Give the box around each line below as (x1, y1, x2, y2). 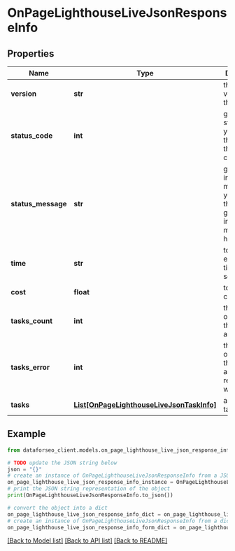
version (10, 89, 37, 99)
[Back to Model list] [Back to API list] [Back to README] (7, 536, 168, 545)
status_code (10, 131, 53, 141)
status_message (10, 199, 68, 208)
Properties (7, 48, 55, 59)
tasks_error (10, 362, 50, 372)
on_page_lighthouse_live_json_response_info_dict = (7, 510, 161, 518)
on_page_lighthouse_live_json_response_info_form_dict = (7, 524, 177, 531)
